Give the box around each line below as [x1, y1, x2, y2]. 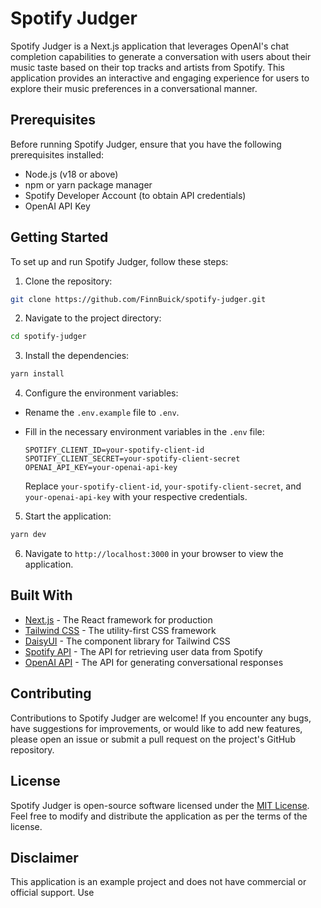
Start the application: [24, 510, 112, 522]
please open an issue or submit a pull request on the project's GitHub [10, 733, 296, 745]
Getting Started [10, 229, 109, 246]
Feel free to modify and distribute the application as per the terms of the [10, 810, 308, 822]
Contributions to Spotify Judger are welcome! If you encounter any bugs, [10, 712, 312, 724]
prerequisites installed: [10, 148, 105, 161]
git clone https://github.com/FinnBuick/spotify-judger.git [10, 294, 267, 304]
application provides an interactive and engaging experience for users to [10, 72, 310, 84]
